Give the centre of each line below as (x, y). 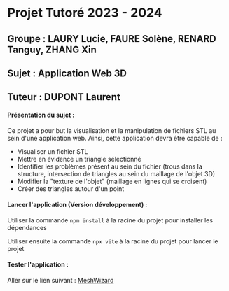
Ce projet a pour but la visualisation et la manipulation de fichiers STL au (112, 130)
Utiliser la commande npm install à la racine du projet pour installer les (110, 220)
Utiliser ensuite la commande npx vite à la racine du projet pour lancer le (113, 241)
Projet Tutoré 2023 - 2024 (85, 13)
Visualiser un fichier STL (53, 151)
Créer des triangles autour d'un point (71, 189)
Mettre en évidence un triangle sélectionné (79, 159)
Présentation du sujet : (41, 115)
